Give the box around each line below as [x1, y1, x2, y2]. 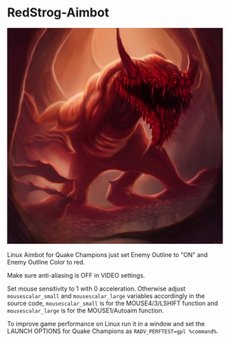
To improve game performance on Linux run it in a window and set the [7, 319, 205, 328]
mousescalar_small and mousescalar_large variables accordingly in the [7, 291, 205, 300]
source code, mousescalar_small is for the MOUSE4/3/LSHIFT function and [7, 299, 218, 307]
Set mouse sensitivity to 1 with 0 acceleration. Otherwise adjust [7, 284, 186, 293]
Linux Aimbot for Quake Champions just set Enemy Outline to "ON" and [7, 250, 208, 258]
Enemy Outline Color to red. [7, 258, 86, 266]
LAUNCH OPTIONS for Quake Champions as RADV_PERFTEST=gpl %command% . [7, 327, 219, 335]
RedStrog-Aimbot [7, 5, 110, 21]
